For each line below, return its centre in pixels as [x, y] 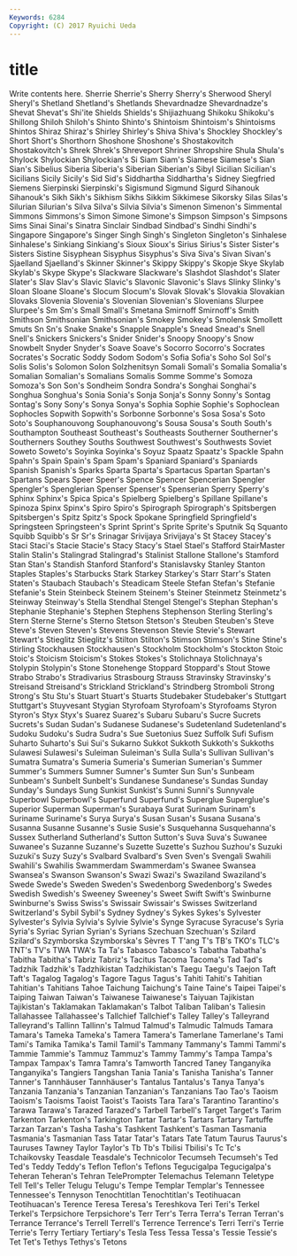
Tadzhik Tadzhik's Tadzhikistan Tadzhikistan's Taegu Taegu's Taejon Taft [143, 969]
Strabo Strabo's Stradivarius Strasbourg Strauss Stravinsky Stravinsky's [140, 678]
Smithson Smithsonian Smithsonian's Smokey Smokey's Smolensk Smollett [146, 320]
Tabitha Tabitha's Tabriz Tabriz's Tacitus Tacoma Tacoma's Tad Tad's [136, 960]
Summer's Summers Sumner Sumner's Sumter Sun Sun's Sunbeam [132, 771]
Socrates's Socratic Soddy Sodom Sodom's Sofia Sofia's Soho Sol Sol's [140, 357]
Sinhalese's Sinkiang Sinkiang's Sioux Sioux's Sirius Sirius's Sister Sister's [145, 244]
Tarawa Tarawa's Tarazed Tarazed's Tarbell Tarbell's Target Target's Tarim [145, 1110]
